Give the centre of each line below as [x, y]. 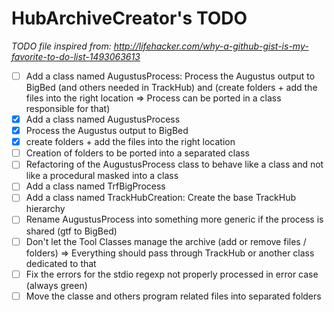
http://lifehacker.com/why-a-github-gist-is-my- [211, 46]
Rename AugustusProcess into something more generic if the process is [174, 219]
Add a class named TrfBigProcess [95, 186]
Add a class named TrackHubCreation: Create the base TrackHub [160, 198]
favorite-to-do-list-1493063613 [76, 56]
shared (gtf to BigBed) [71, 231]
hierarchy [45, 209]
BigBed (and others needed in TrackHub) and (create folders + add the [171, 87]
